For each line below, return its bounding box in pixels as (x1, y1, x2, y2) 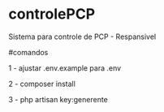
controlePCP (8, 5, 96, 24)
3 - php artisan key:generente (8, 94, 108, 104)
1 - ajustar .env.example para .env (8, 62, 122, 73)
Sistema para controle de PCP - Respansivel (8, 32, 157, 41)
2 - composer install (8, 79, 76, 88)
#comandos (8, 47, 49, 57)
